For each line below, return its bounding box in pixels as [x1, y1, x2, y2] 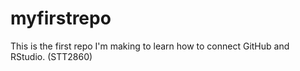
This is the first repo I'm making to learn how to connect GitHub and [10, 40, 290, 52]
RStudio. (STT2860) [10, 50, 93, 62]
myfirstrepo [10, 7, 112, 30]
